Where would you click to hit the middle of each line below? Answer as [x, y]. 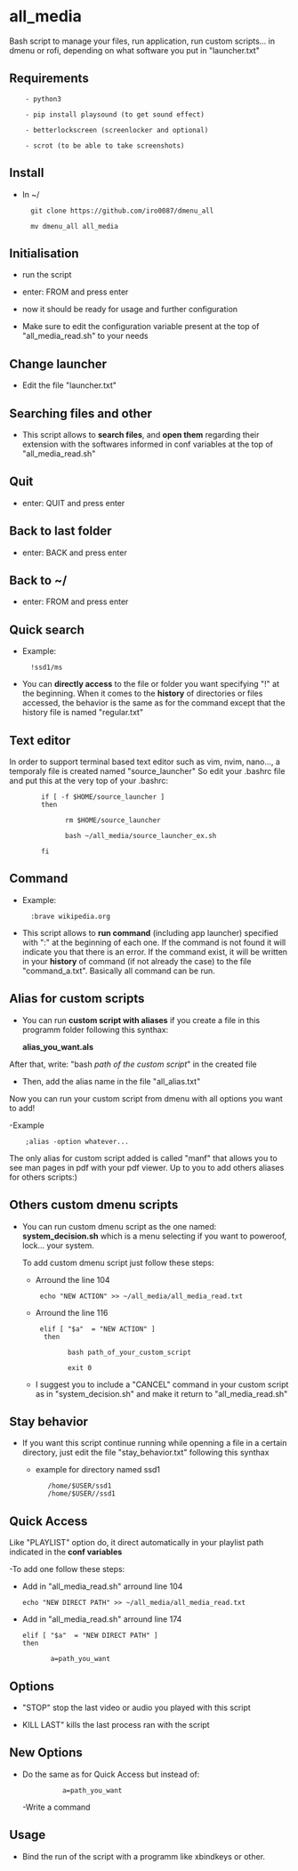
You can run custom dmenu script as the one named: [119, 1226]
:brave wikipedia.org [71, 916]
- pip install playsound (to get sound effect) [115, 114]
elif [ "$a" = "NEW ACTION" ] [97, 1329]
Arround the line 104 [72, 1279]
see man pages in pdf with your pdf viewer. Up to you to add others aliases [147, 1167]
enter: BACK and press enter [74, 552]
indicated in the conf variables [66, 1552]
